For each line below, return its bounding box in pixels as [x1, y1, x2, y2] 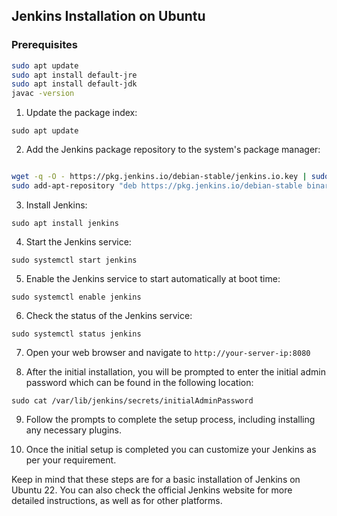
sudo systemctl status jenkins [11, 329, 142, 339]
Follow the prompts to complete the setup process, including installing [25, 413, 316, 425]
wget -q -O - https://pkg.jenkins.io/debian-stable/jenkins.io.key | [11, 172, 308, 182]
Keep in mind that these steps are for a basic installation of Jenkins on [11, 473, 301, 485]
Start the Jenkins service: [25, 235, 132, 248]
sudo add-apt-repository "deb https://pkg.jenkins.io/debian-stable [11, 181, 303, 191]
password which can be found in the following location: [25, 376, 254, 388]
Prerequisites [11, 38, 78, 52]
